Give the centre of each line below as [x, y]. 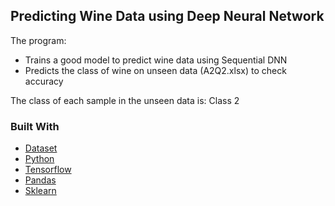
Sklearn [40, 191]
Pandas [40, 180]
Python [39, 159]
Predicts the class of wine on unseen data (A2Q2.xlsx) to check [155, 70]
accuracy [44, 81]
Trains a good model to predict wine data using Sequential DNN [156, 60]
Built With [35, 126]
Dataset [41, 148]
